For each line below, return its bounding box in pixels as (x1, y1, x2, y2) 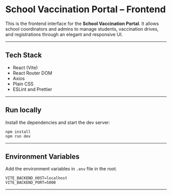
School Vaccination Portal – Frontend (5, 4, 166, 15)
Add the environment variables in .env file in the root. (5, 166, 118, 172)
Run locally (5, 106, 42, 114)
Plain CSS (12, 81, 34, 87)
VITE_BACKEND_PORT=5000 (5, 180, 56, 185)
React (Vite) (12, 64, 38, 70)
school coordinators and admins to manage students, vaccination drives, (5, 26, 159, 32)
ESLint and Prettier (12, 86, 53, 92)
